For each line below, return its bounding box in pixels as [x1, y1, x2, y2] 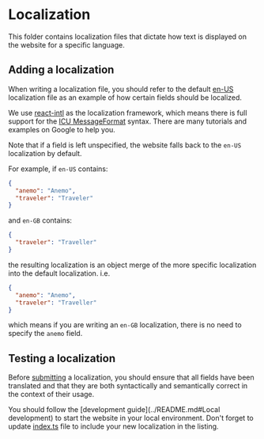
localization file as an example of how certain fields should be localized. [8, 93, 243, 102]
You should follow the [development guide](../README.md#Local [8, 405, 221, 414]
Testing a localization [8, 351, 116, 365]
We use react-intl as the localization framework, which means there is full [8, 108, 247, 117]
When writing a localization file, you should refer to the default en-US [8, 84, 234, 94]
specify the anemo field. [8, 329, 83, 338]
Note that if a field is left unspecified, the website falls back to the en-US [8, 140, 242, 150]
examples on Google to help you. [8, 124, 116, 134]
